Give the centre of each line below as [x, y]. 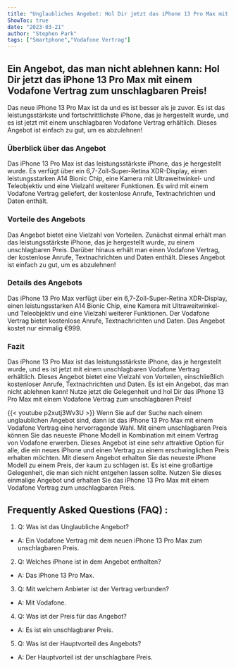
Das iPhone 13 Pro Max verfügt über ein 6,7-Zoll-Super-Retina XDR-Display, [117, 298]
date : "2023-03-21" [36, 27]
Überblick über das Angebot [57, 148]
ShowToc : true [28, 20]
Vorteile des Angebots [46, 219]
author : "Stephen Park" [42, 33]
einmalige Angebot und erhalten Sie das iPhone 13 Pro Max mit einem [108, 481]
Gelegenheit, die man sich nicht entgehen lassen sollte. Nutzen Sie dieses [114, 473]
